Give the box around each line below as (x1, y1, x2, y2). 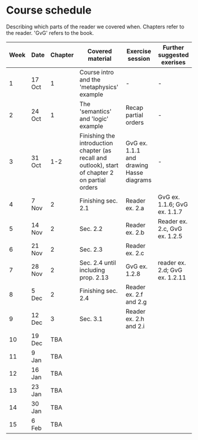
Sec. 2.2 (79, 224, 103, 233)
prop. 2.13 (79, 273, 109, 281)
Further (163, 43, 184, 51)
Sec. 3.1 (79, 314, 103, 322)
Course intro (79, 68, 114, 76)
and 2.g (126, 298, 147, 306)
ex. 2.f (126, 290, 143, 298)
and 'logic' (79, 115, 109, 123)
